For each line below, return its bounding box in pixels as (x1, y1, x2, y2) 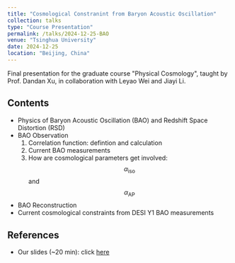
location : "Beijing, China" (7, 50, 91, 57)
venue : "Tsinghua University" (7, 37, 97, 44)
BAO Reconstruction (17, 201, 77, 209)
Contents (7, 97, 50, 110)
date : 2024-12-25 (7, 43, 59, 50)
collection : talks (7, 17, 62, 24)
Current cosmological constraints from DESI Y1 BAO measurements (17, 209, 214, 217)
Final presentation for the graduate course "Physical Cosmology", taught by (7, 69, 228, 78)
